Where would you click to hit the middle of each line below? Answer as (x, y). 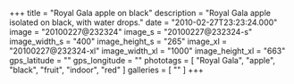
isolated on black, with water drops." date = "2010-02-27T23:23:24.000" (143, 22)
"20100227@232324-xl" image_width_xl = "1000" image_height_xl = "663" (147, 51)
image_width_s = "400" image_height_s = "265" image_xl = (118, 41)
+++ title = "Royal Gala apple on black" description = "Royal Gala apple (140, 13)
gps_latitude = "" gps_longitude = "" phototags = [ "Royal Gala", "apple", (142, 60)
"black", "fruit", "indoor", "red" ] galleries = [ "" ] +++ (106, 70)
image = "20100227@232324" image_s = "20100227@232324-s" (131, 32)
